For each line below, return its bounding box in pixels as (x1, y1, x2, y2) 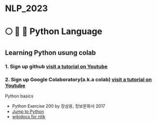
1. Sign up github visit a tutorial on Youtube (5, 63, 108, 70)
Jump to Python (12, 108, 45, 114)
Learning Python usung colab (5, 48, 96, 57)
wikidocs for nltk (12, 113, 46, 119)
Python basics (5, 93, 34, 99)
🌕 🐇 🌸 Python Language (5, 26, 103, 37)
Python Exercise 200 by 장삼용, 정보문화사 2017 (12, 103, 106, 109)
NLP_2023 (5, 3, 48, 14)
